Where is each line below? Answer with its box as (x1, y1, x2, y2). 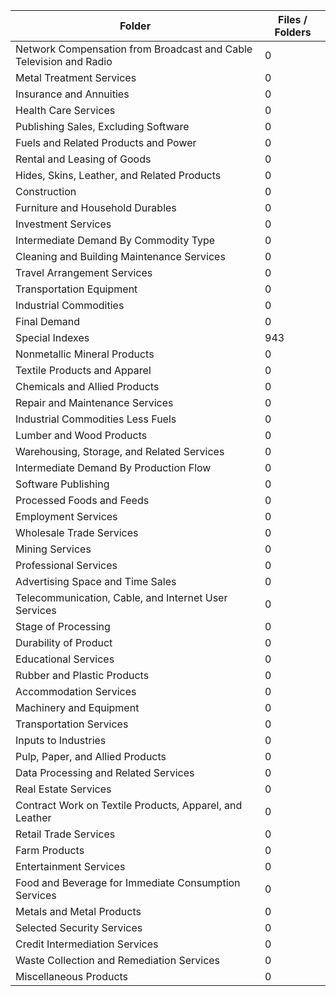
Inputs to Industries (15, 734, 107, 747)
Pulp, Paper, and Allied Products (15, 750, 167, 763)
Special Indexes (15, 331, 90, 344)
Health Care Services (15, 104, 116, 117)
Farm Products (15, 844, 85, 857)
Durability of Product (15, 636, 113, 649)
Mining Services (15, 542, 92, 556)
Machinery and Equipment (15, 701, 140, 714)
